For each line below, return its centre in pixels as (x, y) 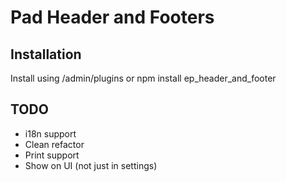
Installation (46, 54)
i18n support (50, 133)
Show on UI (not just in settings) (91, 165)
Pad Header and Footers (112, 17)
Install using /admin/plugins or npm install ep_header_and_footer (143, 78)
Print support (52, 155)
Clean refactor (54, 144)
